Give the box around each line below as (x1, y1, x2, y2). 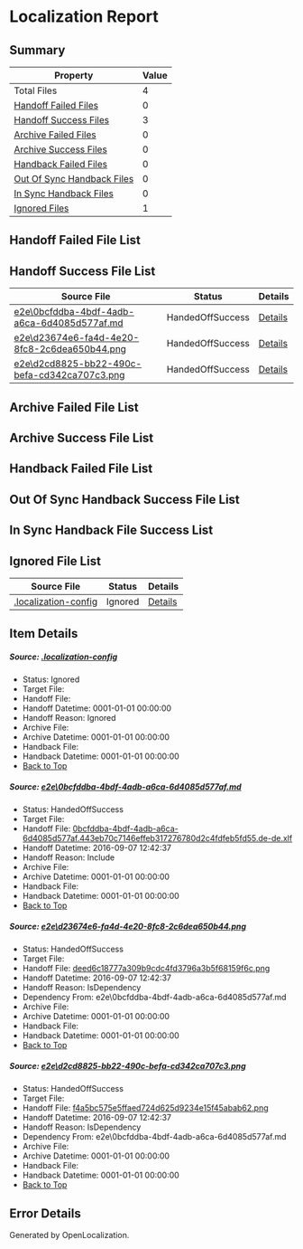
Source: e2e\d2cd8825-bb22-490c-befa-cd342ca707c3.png (9, 1060, 246, 1071)
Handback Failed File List (9, 461, 153, 477)
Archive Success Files (14, 143, 108, 156)
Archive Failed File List (9, 400, 140, 415)
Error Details (9, 1206, 81, 1221)
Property (53, 70, 94, 81)
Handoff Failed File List (9, 232, 142, 248)
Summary (9, 43, 66, 58)
